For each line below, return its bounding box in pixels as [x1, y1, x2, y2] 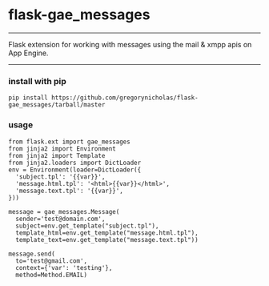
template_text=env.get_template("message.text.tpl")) [15, 236, 199, 244]
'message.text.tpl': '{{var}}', [15, 187, 124, 195]
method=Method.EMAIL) [15, 271, 88, 279]
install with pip [8, 75, 66, 87]
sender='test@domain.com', [15, 215, 106, 223]
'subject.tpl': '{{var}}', [15, 172, 106, 181]
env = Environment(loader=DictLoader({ [8, 166, 142, 174]
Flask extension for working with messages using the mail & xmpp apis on [8, 39, 252, 49]
